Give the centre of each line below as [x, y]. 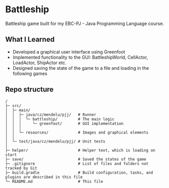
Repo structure [29, 89]
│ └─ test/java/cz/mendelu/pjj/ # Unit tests [55, 141]
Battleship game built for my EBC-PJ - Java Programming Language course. [84, 23]
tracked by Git [21, 168]
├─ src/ [13, 105]
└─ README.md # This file [54, 181]
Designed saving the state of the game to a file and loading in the [81, 68]
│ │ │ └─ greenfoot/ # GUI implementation [64, 123]
